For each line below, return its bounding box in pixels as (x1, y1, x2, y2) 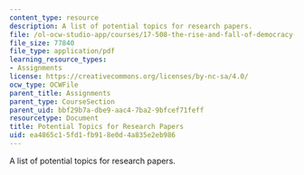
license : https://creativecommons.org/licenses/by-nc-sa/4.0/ (9, 72, 249, 81)
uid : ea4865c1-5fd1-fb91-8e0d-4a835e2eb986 (9, 131, 176, 140)
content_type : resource (9, 13, 100, 23)
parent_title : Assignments (9, 88, 111, 97)
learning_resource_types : (9, 55, 107, 64)
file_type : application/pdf (9, 47, 116, 56)
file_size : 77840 (9, 38, 75, 48)
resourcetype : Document (9, 114, 100, 123)
